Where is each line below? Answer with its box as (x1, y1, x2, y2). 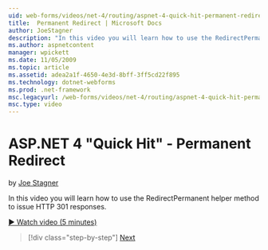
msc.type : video (8, 100, 62, 108)
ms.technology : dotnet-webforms (8, 78, 116, 86)
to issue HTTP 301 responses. (8, 202, 107, 212)
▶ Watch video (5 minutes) (8, 217, 97, 227)
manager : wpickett (8, 49, 69, 57)
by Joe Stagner (8, 178, 59, 188)
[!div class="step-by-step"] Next (27, 232, 136, 243)
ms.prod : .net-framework (8, 85, 91, 94)
